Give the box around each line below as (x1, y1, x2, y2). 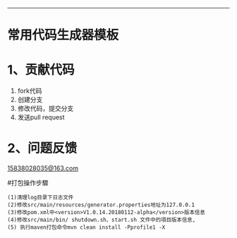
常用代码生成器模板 (7, 27, 119, 43)
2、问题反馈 (7, 140, 78, 156)
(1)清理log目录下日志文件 (7, 194, 74, 201)
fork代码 (17, 87, 42, 95)
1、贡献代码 (7, 62, 75, 78)
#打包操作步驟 (7, 179, 49, 187)
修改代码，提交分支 (17, 104, 74, 113)
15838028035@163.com (7, 164, 79, 173)
